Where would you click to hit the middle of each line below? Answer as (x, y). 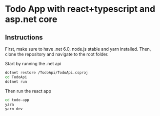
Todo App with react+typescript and (80, 9)
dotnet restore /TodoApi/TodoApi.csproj (47, 73)
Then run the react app (28, 91)
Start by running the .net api (33, 64)
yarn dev (14, 109)
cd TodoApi (16, 77)
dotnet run (16, 81)
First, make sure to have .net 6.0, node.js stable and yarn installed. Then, (78, 49)
